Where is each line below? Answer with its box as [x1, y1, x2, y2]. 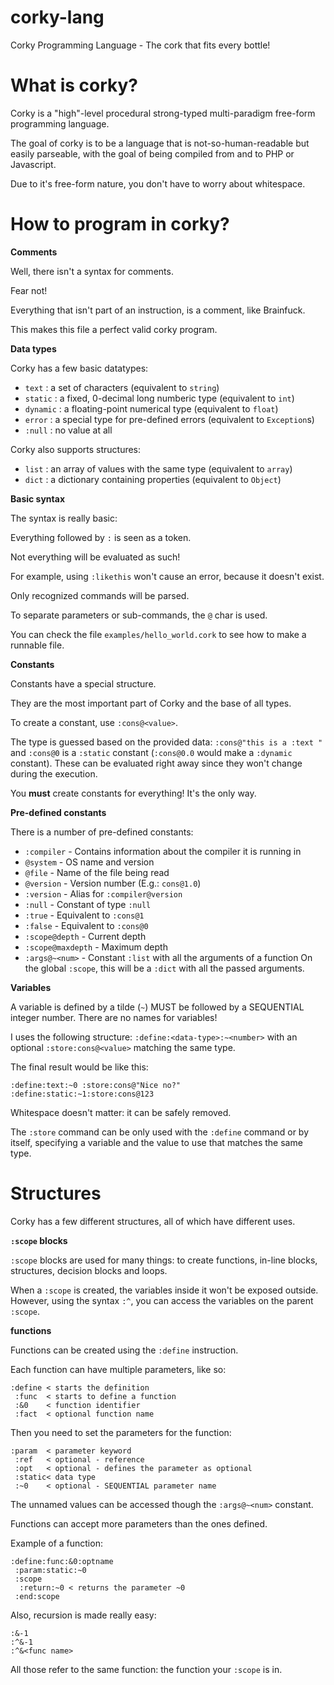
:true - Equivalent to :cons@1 [24, 909, 145, 921]
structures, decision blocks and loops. [10, 1264, 168, 1276]
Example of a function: [10, 1537, 103, 1549]
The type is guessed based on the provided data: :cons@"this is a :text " [10, 736, 323, 748]
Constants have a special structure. [10, 677, 157, 690]
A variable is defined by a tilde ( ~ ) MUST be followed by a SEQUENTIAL [10, 1001, 305, 1013]
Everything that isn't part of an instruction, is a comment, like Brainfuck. [10, 304, 306, 316]
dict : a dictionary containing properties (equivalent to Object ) [24, 473, 282, 485]
